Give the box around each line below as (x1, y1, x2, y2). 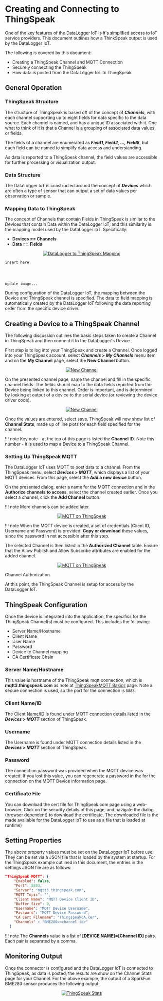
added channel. (5, 553, 36, 559)
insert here (5, 260, 29, 265)
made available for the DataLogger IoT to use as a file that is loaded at (5, 817, 145, 823)
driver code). (5, 397, 31, 403)
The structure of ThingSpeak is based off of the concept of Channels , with (5, 109, 156, 115)
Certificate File (5, 790, 41, 797)
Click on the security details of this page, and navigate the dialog (23, 806, 154, 812)
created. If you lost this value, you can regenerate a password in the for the (5, 773, 156, 779)
